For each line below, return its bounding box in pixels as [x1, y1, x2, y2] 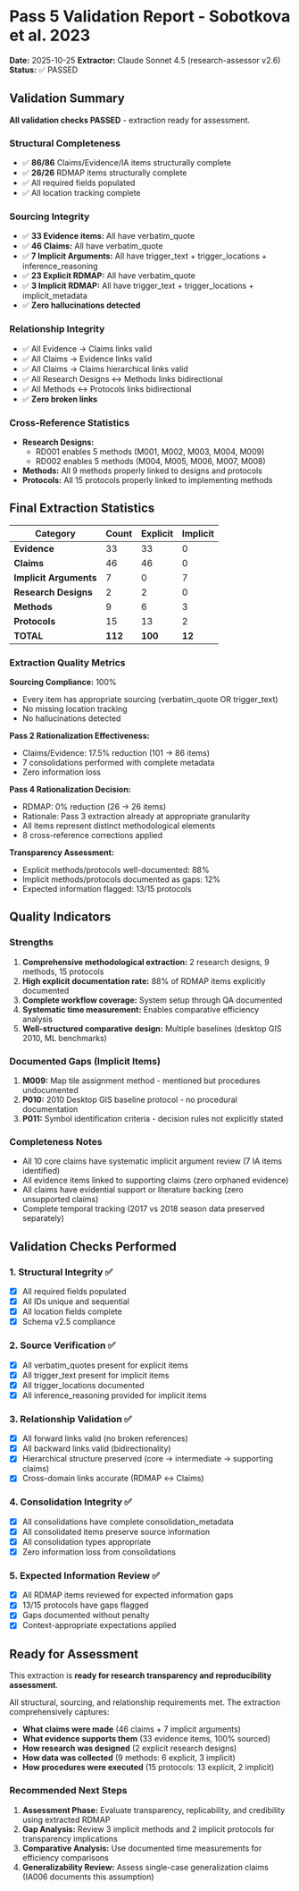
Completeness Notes [9, 1135, 103, 1148]
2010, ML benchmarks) [21, 1032, 107, 1043]
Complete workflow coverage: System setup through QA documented [21, 995, 283, 1005]
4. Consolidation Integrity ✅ [9, 1496, 132, 1508]
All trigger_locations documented [21, 1379, 145, 1390]
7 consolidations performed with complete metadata [21, 758, 215, 768]
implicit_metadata [21, 291, 87, 301]
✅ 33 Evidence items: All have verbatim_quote [21, 231, 195, 242]
